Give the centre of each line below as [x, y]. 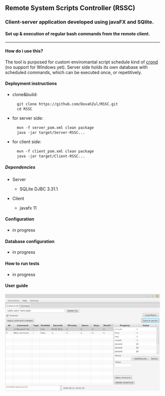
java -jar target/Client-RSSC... [51, 156]
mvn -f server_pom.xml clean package [55, 128]
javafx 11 [28, 208]
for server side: [27, 118]
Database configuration [30, 241]
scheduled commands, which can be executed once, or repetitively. [74, 72]
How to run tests [22, 263]
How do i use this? [24, 51]
